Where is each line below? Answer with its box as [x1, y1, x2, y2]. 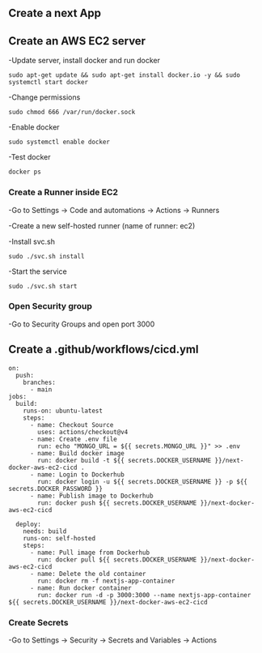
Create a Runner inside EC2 [8, 186, 119, 198]
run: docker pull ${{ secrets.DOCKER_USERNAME [37, 555, 197, 564]
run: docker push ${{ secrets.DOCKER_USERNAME [37, 498, 197, 507]
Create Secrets [8, 617, 69, 628]
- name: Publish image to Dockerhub [29, 492, 154, 500]
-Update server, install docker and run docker [8, 56, 160, 66]
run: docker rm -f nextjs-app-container [37, 577, 175, 585]
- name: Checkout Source [29, 420, 114, 429]
